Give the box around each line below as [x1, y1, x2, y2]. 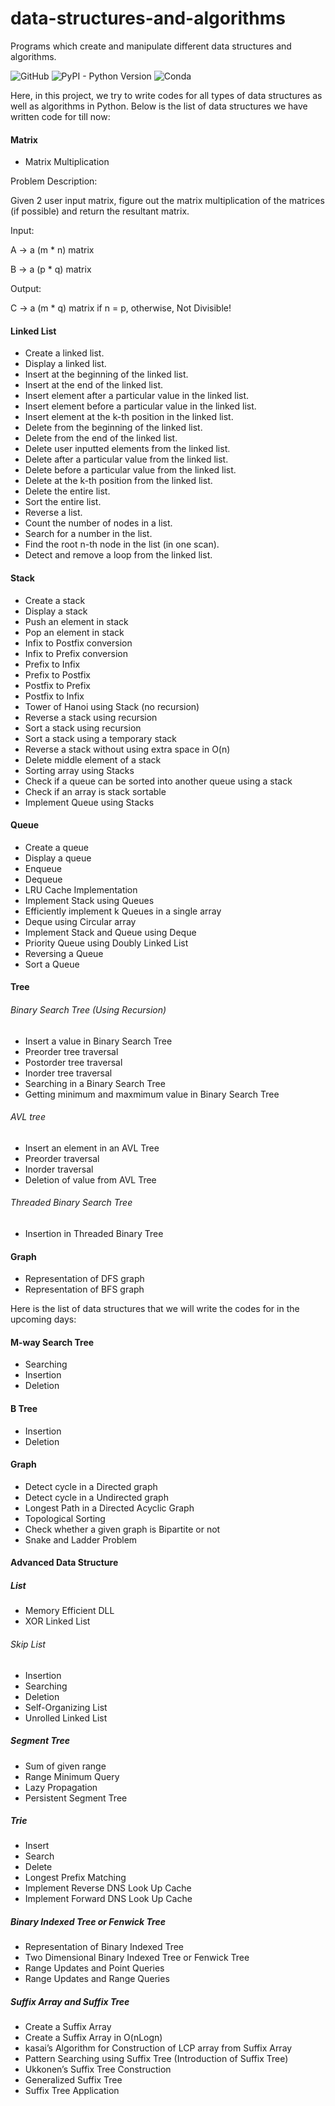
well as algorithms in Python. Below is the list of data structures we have [10, 100, 308, 112]
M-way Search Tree [10, 1336, 95, 1348]
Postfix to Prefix [24, 679, 91, 691]
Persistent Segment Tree [24, 1792, 128, 1804]
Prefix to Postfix [24, 668, 91, 681]
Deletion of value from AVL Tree [24, 1173, 157, 1186]
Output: [10, 283, 42, 295]
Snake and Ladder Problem [24, 1533, 138, 1546]
